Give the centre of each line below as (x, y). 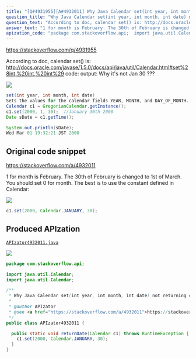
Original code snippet (46, 151)
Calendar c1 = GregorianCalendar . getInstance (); (66, 106)
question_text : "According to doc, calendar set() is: (74, 22)
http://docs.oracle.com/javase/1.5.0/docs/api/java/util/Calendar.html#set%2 (97, 67)
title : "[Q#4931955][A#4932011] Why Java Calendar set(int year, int (92, 11)
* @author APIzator (32, 307)
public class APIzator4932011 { (45, 323)
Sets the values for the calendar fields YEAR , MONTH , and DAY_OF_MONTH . (98, 101)
